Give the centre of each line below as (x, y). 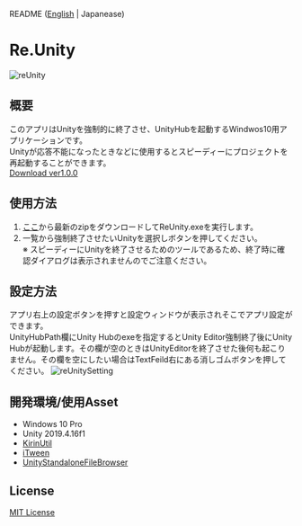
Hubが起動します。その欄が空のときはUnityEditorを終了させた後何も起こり (147, 348)
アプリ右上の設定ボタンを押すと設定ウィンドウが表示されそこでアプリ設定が (151, 315)
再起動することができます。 (60, 163)
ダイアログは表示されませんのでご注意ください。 (121, 260)
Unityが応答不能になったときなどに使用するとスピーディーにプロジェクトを (149, 151)
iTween (36, 453)
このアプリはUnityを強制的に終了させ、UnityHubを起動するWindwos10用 (145, 129)
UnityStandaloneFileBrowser (75, 462)
